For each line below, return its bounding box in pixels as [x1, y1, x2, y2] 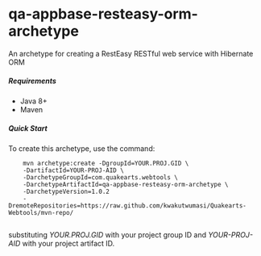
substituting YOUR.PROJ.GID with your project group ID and [8, 229, 207, 239]
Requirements [8, 76, 56, 86]
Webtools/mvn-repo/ [8, 208, 74, 216]
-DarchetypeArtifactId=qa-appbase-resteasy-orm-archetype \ [23, 180, 229, 188]
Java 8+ [19, 96, 48, 106]
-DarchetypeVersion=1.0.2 [23, 187, 110, 195]
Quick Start [8, 123, 48, 133]
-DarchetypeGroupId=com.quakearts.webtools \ [23, 173, 179, 182]
